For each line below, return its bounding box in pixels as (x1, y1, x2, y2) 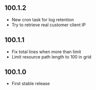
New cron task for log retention (11, 16, 74, 22)
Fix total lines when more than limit (11, 48, 81, 55)
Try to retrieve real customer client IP (11, 22, 86, 28)
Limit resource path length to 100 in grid (11, 54, 92, 60)
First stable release (11, 81, 50, 87)
